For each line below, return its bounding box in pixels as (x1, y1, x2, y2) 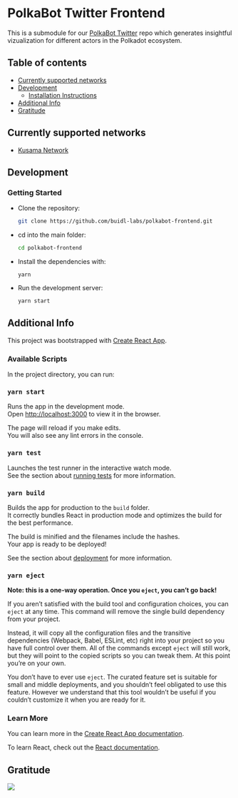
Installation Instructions (28, 91, 98, 99)
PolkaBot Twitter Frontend (7, 5, 165, 21)
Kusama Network (17, 145, 69, 154)
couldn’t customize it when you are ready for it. (7, 695, 146, 704)
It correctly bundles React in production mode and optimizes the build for (7, 511, 222, 519)
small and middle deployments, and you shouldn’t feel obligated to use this (7, 680, 227, 689)
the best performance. (7, 518, 73, 527)
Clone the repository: (17, 204, 81, 213)
